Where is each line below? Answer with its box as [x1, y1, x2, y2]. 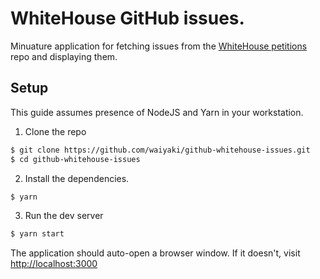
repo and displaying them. [10, 50, 118, 62]
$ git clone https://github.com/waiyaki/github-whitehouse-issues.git [10, 145, 311, 155]
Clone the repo [24, 125, 87, 137]
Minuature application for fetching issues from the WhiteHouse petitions [10, 40, 308, 52]
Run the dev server [24, 210, 104, 222]
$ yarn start [10, 229, 65, 239]
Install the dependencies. [24, 172, 130, 184]
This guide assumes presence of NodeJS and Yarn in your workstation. [10, 106, 304, 118]
